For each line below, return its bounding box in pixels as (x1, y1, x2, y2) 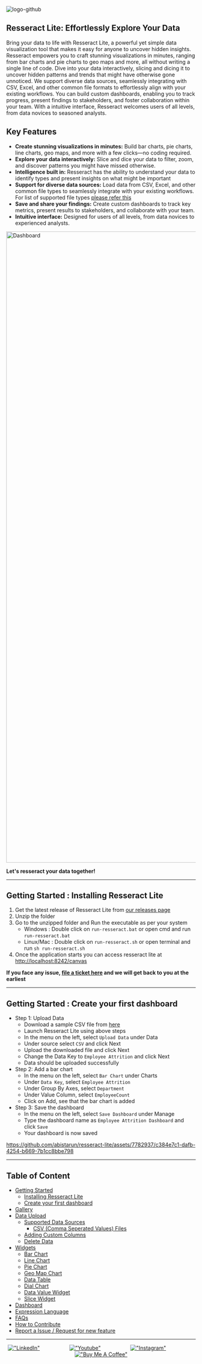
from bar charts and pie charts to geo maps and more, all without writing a (6, 58, 191, 66)
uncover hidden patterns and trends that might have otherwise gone (6, 71, 176, 78)
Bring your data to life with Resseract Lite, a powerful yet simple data (6, 39, 177, 46)
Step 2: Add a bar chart (14, 1066, 73, 1073)
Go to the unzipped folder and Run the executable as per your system (14, 919, 188, 926)
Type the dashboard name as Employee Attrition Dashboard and (23, 1117, 185, 1124)
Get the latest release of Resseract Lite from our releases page (14, 907, 171, 914)
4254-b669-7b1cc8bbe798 (6, 1148, 74, 1155)
